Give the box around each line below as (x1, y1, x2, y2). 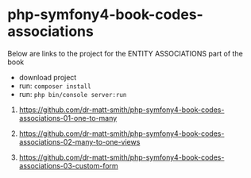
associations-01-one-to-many (18, 113, 118, 122)
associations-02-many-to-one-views (18, 137, 141, 146)
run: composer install (18, 81, 92, 91)
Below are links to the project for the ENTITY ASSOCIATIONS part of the (7, 48, 243, 58)
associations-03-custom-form (18, 161, 118, 170)
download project (18, 72, 77, 82)
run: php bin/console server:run (18, 89, 127, 99)
